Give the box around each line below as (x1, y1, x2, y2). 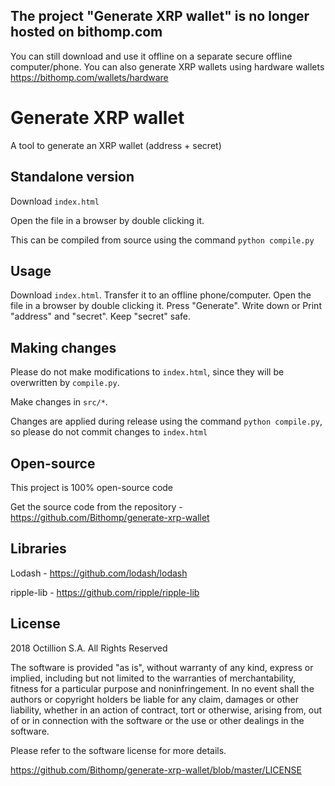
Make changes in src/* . (10, 396, 108, 408)
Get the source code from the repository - (10, 501, 183, 513)
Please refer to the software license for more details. (10, 744, 227, 756)
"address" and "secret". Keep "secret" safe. (10, 310, 192, 323)
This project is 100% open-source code (10, 482, 174, 493)
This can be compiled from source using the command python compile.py (10, 234, 315, 246)
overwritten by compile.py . (10, 377, 120, 389)
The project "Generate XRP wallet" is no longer (10, 8, 310, 25)
